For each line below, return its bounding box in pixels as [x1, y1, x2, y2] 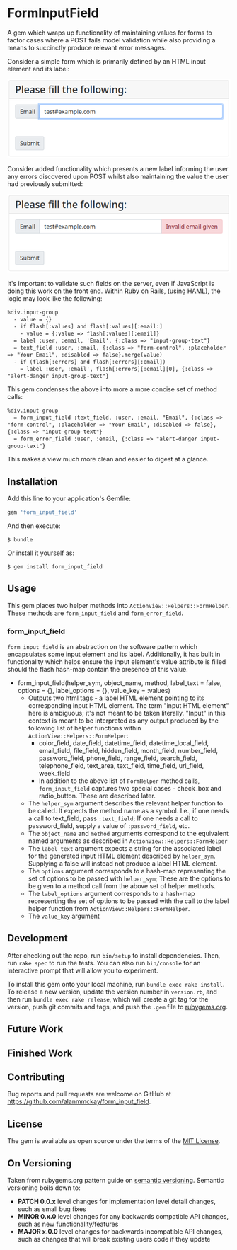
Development [7, 932, 69, 944]
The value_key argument [28, 912, 100, 921]
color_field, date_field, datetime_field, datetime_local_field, [38, 739, 209, 747]
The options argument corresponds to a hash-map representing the [28, 867, 226, 876]
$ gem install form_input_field [7, 563, 103, 570]
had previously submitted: [7, 179, 83, 188]
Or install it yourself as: [7, 549, 74, 557]
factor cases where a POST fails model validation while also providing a [7, 35, 216, 44]
